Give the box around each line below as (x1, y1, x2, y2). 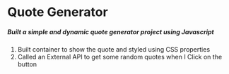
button (17, 60, 37, 68)
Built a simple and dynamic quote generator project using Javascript (7, 27, 214, 36)
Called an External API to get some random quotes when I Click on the (17, 53, 223, 61)
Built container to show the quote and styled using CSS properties (17, 45, 211, 54)
